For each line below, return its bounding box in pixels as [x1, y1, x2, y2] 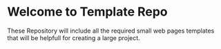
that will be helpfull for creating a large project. [7, 33, 140, 42]
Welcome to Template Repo [7, 4, 168, 20]
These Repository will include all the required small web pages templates [7, 27, 215, 35]
